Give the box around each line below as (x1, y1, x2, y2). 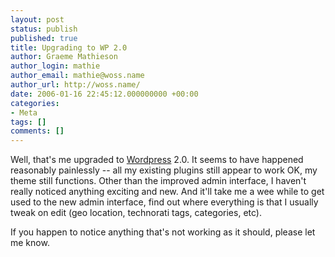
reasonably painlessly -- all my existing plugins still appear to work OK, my (10, 164, 318, 176)
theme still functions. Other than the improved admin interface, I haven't (10, 175, 307, 187)
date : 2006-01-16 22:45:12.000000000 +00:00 (10, 89, 199, 99)
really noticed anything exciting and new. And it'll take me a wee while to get (10, 186, 325, 198)
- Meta (10, 107, 38, 118)
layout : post (10, 14, 65, 25)
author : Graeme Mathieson (10, 52, 118, 62)
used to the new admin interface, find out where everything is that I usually (10, 196, 319, 208)
